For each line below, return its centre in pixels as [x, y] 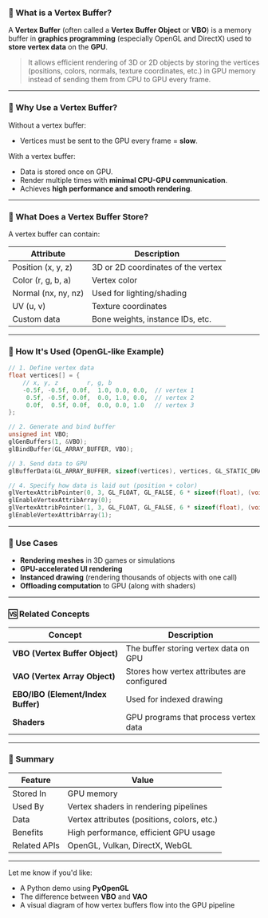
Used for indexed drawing [174, 699]
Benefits [28, 832]
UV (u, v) [29, 306]
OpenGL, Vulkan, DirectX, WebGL [130, 845]
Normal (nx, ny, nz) [48, 293]
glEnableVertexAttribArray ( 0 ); [60, 501]
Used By [28, 806]
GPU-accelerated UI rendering [71, 569]
